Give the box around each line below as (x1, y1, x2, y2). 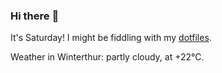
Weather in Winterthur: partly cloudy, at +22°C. (10, 51, 205, 63)
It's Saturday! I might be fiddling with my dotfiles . (10, 32, 212, 44)
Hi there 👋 (10, 9, 60, 23)
